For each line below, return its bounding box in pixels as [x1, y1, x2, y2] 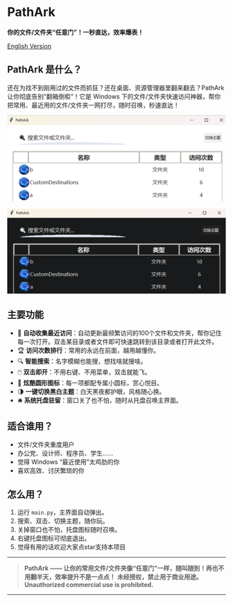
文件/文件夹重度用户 [17, 440, 75, 449]
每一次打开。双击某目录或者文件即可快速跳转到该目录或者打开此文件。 [17, 337, 218, 346]
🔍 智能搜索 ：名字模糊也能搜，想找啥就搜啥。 [17, 357, 147, 365]
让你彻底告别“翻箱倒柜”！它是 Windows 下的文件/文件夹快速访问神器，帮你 [7, 92, 221, 101]
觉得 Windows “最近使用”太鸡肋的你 [17, 458, 120, 466]
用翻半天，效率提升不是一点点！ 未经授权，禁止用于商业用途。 [24, 573, 202, 581]
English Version [7, 42, 52, 50]
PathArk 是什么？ [7, 64, 83, 76]
